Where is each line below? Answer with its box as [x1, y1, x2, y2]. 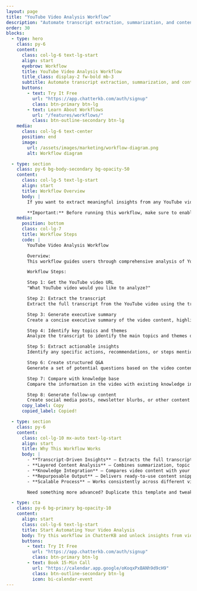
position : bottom [21, 220, 64, 226]
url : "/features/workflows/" [32, 112, 104, 118]
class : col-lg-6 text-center [21, 128, 93, 135]
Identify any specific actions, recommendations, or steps [27, 349, 175, 355]
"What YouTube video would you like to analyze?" [27, 285, 151, 291]
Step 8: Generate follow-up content [27, 392, 117, 398]
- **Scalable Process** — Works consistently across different [27, 478, 185, 484]
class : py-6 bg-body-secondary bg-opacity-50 [16, 167, 130, 172]
